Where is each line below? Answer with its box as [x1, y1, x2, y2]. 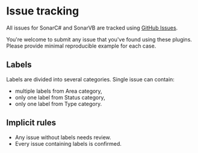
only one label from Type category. [14, 100, 102, 107]
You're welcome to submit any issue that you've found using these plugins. [6, 36, 193, 43]
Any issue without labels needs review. [14, 134, 111, 141]
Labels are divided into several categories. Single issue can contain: [6, 75, 175, 83]
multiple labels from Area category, [14, 87, 102, 95]
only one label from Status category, [14, 93, 105, 101]
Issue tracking [6, 4, 79, 18]
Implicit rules [6, 117, 56, 128]
